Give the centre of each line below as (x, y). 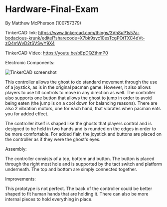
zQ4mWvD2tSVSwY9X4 (30, 43)
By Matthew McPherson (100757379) (43, 23)
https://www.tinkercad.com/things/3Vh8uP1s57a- (89, 32)
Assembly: (16, 149)
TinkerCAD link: (21, 32)
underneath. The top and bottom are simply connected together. (71, 169)
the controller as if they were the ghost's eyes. (53, 139)
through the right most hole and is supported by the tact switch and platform (84, 164)
